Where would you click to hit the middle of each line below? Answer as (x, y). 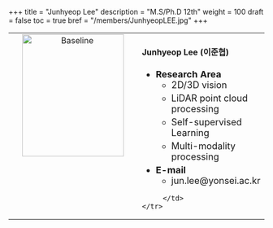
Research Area (188, 74)
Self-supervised (206, 122)
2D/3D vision (199, 85)
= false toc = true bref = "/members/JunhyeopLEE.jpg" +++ (108, 20)
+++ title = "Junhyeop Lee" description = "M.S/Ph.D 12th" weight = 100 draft (136, 12)
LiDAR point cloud (209, 98)
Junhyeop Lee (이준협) (185, 52)
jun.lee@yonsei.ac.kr (216, 180)
